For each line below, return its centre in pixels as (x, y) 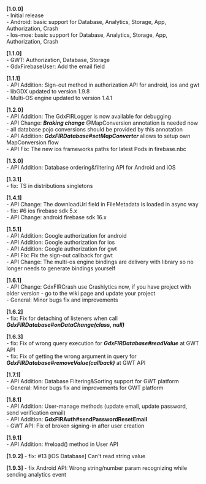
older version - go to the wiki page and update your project (81, 293)
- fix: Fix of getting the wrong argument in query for (71, 356)
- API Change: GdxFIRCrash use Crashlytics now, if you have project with (99, 287)
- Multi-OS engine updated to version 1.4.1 (59, 98)
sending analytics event (36, 474)
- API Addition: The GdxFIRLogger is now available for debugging (89, 116)
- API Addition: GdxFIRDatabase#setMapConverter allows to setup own (98, 136)
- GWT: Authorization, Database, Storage (58, 60)
